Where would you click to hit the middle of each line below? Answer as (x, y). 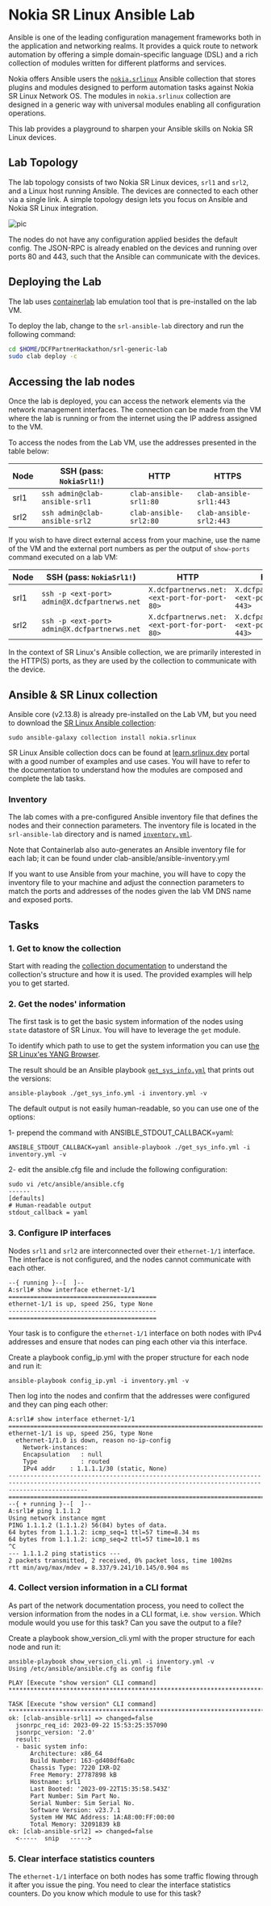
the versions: (30, 1079)
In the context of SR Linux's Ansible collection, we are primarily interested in (135, 652)
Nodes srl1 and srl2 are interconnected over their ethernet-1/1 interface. (132, 1250)
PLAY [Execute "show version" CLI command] (83, 1683)
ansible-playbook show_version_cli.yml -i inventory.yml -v (112, 1661)
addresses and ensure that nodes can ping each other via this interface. (128, 1341)
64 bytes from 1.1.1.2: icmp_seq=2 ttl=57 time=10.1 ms (104, 1539)
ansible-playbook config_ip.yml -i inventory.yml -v (99, 1381)
